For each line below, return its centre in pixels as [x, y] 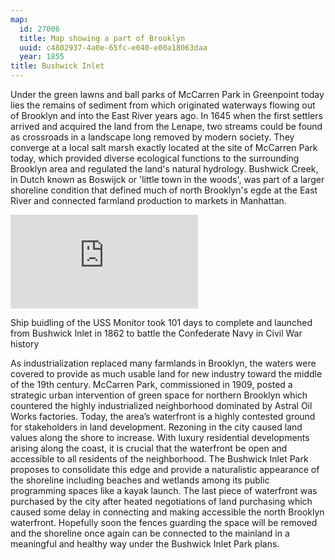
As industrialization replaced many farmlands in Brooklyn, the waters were [163, 363]
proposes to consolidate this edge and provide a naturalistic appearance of [165, 469]
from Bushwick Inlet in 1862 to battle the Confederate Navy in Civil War [156, 333]
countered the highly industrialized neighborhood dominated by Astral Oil [161, 405]
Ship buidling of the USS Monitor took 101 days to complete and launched [161, 322]
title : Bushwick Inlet [57, 66]
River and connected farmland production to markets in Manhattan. [148, 200]
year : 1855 [42, 57]
